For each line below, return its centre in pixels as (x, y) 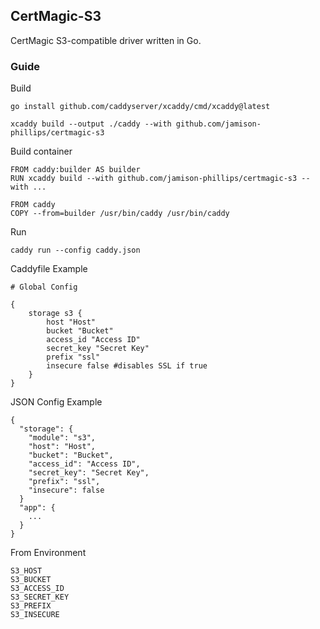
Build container (41, 151)
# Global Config (44, 287)
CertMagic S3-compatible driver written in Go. (106, 40)
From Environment (48, 553)
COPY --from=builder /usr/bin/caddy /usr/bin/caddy (120, 214)
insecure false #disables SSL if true (127, 366)
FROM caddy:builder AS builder (75, 170)
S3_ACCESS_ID (37, 589)
